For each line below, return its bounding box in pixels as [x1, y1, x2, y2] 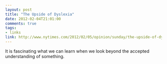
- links [5, 30, 21, 35]
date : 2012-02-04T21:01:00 [5, 16, 61, 21]
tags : [5, 26, 16, 31]
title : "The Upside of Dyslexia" [5, 12, 75, 17]
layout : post [5, 7, 32, 12]
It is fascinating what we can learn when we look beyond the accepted [5, 48, 150, 54]
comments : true [5, 21, 37, 26]
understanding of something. [5, 53, 65, 59]
